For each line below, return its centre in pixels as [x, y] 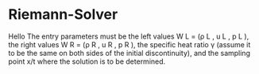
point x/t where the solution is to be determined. [87, 61]
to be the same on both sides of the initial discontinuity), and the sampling [129, 53]
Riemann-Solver [63, 15]
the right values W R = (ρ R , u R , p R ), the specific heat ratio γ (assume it [129, 44]
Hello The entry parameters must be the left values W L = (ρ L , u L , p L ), [129, 36]
